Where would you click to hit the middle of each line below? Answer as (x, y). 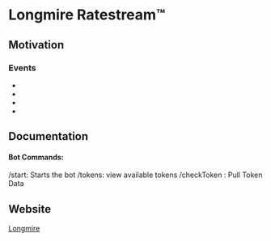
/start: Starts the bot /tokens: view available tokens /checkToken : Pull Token (135, 175)
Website (30, 209)
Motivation (36, 45)
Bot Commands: (36, 157)
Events (22, 68)
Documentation (49, 136)
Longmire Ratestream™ (87, 15)
